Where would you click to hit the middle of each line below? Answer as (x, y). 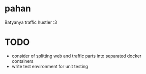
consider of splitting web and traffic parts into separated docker (76, 56)
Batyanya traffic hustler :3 (31, 22)
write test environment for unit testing (50, 66)
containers (23, 61)
